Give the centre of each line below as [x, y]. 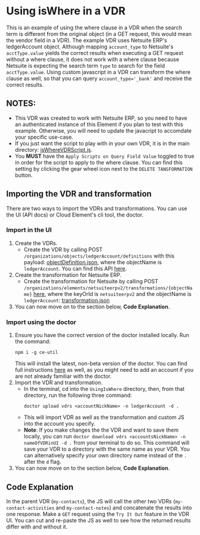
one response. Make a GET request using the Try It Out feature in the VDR [98, 514]
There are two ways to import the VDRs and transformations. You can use [97, 208]
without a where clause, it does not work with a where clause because [93, 59]
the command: [33, 341]
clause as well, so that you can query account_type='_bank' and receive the [99, 78]
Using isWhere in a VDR [66, 11]
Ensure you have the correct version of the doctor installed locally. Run [102, 335]
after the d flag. [42, 462]
